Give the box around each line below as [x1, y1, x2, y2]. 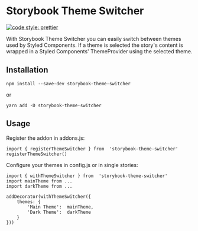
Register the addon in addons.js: [6, 134, 85, 142]
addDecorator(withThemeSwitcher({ [6, 194, 92, 200]
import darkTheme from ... [6, 183, 73, 189]
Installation [6, 65, 48, 75]
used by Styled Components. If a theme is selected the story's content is [6, 41, 183, 49]
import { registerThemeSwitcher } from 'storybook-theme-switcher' [6, 146, 178, 152]
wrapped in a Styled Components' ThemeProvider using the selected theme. [6, 47, 193, 54]
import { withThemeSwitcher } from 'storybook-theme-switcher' [6, 173, 168, 179]
